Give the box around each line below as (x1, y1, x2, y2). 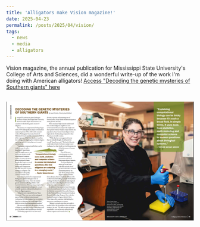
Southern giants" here (6, 83, 61, 91)
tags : (6, 29, 20, 35)
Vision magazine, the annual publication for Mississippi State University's (6, 64, 186, 71)
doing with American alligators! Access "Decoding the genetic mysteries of (6, 77, 190, 84)
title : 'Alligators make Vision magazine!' (6, 10, 116, 15)
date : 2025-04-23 (6, 15, 49, 22)
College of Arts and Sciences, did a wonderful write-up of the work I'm (6, 70, 180, 77)
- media (11, 41, 31, 47)
